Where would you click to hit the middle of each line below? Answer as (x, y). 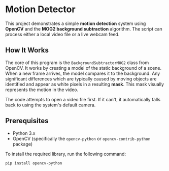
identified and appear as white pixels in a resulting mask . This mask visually (84, 84)
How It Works (27, 50)
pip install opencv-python (34, 163)
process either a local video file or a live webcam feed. (62, 34)
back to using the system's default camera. (50, 105)
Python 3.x (24, 133)
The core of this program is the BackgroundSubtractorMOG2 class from (77, 63)
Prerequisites (27, 121)
